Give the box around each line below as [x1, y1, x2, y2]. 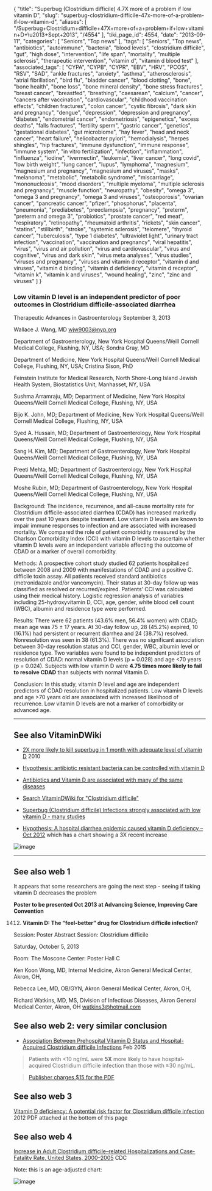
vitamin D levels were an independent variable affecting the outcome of [13, 541, 193, 549]
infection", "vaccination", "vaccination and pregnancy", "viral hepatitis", [13, 239, 193, 246]
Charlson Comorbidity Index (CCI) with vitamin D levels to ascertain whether [13, 535, 205, 542]
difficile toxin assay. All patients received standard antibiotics [13, 573, 167, 580]
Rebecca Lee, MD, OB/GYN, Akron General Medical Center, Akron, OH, [13, 985, 191, 992]
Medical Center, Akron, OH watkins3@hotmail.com [13, 1003, 141, 1010]
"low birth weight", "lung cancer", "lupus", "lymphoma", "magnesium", [13, 161, 189, 168]
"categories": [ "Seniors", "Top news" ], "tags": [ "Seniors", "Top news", [23, 38, 203, 45]
